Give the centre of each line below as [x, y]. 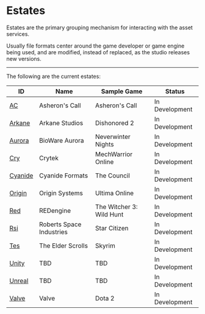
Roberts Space [60, 224]
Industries [54, 232]
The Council [113, 176]
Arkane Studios [61, 123]
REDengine [55, 210]
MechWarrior [114, 154]
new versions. [24, 59]
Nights [105, 144]
